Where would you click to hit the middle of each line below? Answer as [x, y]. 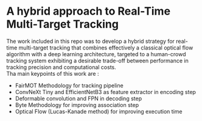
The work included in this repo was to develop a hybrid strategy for [91, 41]
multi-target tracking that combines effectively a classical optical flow [106, 48]
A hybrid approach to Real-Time [89, 11]
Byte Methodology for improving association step [77, 105]
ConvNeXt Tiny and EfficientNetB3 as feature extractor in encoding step [106, 92]
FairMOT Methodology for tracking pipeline [69, 85]
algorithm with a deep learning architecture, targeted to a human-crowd [96, 54]
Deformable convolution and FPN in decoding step [78, 98]
